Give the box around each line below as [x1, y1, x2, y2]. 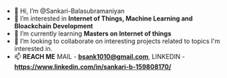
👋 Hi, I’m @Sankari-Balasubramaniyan [13, 7, 125, 15]
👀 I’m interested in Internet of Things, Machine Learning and [13, 14, 193, 23]
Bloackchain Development [13, 22, 93, 30]
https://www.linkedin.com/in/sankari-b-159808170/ [13, 62, 172, 71]
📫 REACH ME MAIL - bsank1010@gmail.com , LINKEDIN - [13, 52, 185, 60]
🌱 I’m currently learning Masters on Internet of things [13, 29, 172, 38]
